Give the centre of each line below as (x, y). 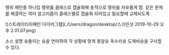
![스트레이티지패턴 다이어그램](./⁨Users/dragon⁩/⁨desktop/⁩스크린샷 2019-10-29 (82, 24)
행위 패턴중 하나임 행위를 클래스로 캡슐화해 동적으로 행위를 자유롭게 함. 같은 (79, 7)
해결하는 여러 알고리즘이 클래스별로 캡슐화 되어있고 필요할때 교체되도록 (80, 13)
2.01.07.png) (23, 30)
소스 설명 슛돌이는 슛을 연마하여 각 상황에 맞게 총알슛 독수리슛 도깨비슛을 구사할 (83, 41)
